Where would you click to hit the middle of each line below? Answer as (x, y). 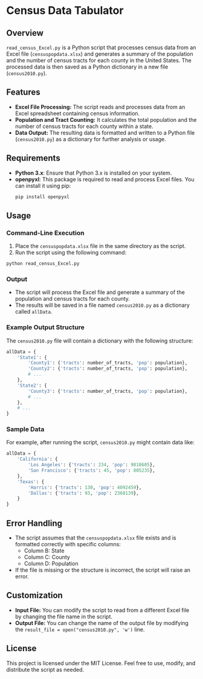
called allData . (34, 312)
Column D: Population (51, 564)
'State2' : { (32, 386)
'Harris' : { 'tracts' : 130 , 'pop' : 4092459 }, (85, 487)
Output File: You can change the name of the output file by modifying (102, 623)
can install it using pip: (43, 186)
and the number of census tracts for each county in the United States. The (99, 60)
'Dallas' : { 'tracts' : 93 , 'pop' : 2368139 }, (83, 493)
